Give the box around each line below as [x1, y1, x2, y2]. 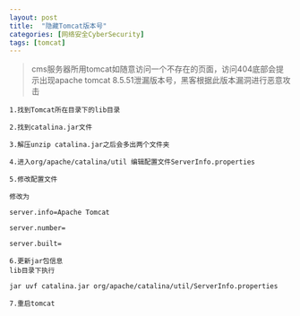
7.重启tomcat [9, 299, 56, 309]
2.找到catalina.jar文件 [9, 123, 92, 132]
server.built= [9, 239, 63, 249]
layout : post [9, 13, 58, 22]
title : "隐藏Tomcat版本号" [9, 21, 107, 30]
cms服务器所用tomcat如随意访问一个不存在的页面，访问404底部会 [30, 64, 277, 74]
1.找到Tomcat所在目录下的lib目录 [9, 106, 121, 115]
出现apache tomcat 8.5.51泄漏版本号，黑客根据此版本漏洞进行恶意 [39, 75, 284, 86]
